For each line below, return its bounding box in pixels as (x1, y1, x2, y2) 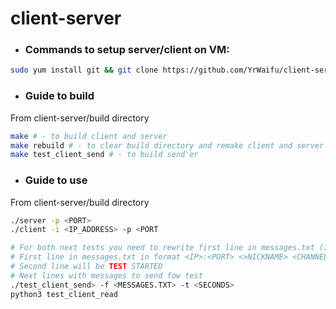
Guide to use (24, 173, 88, 187)
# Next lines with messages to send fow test (10, 270, 203, 281)
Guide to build (24, 89, 95, 103)
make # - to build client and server (10, 131, 168, 141)
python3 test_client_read (10, 289, 118, 299)
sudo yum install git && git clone (10, 65, 159, 76)
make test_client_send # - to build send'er (10, 150, 199, 160)
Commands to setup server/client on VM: (24, 43, 230, 57)
